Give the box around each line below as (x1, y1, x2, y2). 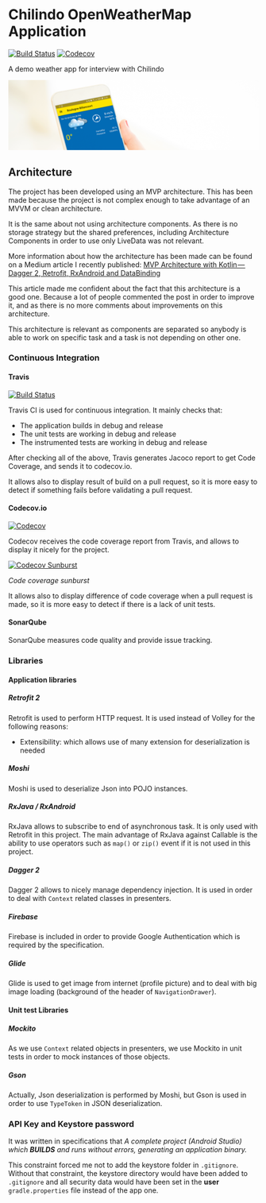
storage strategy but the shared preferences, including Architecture (8, 227, 229, 237)
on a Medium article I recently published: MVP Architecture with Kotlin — (8, 260, 245, 269)
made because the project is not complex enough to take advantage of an (8, 195, 250, 204)
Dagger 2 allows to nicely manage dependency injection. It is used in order (8, 885, 253, 895)
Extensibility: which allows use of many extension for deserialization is (19, 737, 250, 746)
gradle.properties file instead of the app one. (8, 1186, 159, 1195)
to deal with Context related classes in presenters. (8, 894, 172, 903)
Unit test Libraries (8, 1005, 69, 1015)
